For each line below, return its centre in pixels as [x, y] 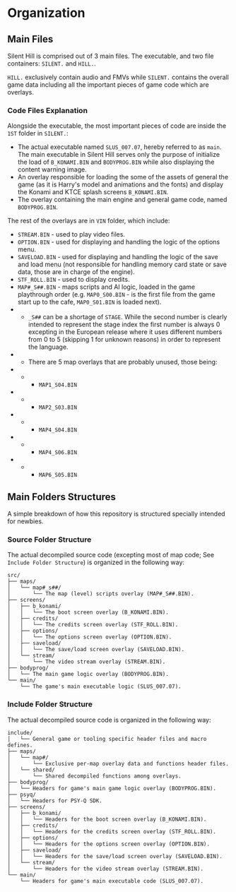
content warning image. [52, 170]
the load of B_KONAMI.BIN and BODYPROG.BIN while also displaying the [116, 162]
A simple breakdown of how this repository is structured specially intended [116, 514]
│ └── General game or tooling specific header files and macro [107, 739]
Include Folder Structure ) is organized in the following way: [96, 562]
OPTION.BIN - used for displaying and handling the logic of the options [119, 242]
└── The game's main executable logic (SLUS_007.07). [101, 686]
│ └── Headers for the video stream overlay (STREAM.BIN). [105, 869]
